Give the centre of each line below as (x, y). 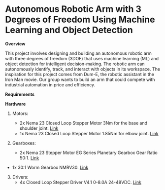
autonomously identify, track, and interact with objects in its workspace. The (82, 69)
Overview (15, 43)
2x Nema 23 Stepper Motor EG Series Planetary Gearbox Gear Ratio (88, 152)
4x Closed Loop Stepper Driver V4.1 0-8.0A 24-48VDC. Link (81, 182)
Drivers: (20, 177)
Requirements (20, 94)
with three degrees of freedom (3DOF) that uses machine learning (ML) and (82, 58)
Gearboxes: (24, 143)
